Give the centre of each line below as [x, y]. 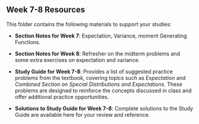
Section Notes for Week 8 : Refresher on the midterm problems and [97, 54]
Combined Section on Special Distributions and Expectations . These [99, 84]
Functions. [28, 42]
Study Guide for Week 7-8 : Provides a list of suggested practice [94, 72]
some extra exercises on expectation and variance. [77, 60]
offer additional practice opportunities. [62, 97]
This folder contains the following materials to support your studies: [89, 24]
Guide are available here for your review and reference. [82, 114]
